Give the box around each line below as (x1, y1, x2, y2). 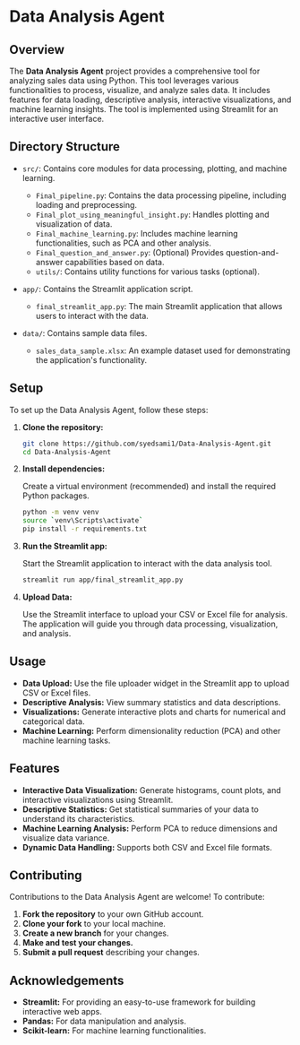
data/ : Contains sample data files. (21, 327, 148, 338)
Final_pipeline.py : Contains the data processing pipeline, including (35, 190, 287, 201)
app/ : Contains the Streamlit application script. (21, 283, 193, 294)
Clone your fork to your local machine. (21, 919, 166, 929)
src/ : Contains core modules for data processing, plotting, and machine (21, 163, 287, 174)
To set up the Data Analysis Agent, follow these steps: (9, 404, 209, 415)
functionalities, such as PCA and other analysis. (35, 237, 212, 248)
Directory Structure (9, 139, 121, 154)
